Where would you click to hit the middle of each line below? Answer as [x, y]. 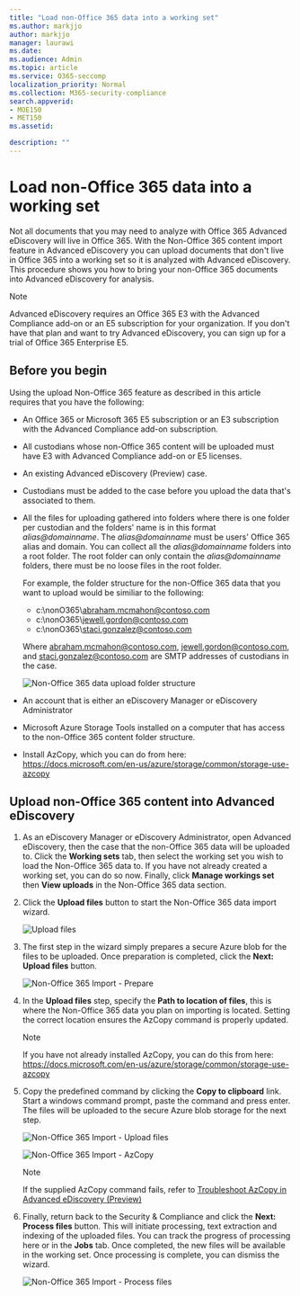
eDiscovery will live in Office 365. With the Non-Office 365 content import [146, 240]
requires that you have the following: [77, 402]
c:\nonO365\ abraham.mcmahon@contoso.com [123, 610]
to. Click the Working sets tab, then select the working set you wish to [153, 856]
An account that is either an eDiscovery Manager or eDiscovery [140, 700]
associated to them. [59, 500]
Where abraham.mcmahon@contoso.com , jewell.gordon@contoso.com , [156, 646]
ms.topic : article [44, 68]
